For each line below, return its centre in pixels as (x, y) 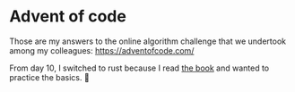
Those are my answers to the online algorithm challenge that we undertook (148, 41)
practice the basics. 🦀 (49, 77)
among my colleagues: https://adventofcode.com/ (102, 50)
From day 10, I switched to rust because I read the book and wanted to (139, 68)
